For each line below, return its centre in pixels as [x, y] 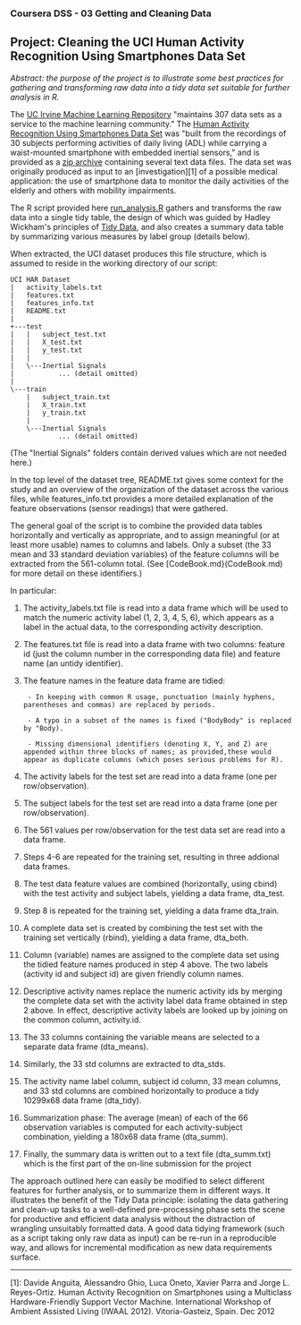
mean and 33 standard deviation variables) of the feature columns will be [145, 554]
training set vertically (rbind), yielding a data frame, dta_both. [136, 937]
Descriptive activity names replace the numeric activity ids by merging [153, 991]
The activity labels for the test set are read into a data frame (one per [150, 776]
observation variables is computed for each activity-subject [133, 1127]
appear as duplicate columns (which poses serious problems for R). [153, 759]
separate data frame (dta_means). [86, 1047]
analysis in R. [35, 97]
